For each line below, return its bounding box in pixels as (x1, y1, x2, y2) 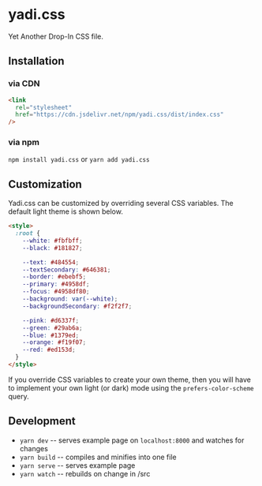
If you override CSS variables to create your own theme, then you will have (8, 375, 251, 384)
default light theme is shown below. (8, 207, 124, 216)
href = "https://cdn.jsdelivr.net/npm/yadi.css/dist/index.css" (15, 110, 224, 119)
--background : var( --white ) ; (22, 295, 118, 303)
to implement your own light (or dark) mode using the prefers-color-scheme (8, 383, 254, 392)
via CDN (8, 78, 40, 89)
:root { (15, 230, 41, 237)
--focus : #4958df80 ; (22, 288, 90, 296)
